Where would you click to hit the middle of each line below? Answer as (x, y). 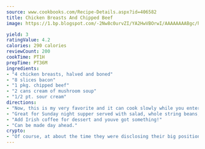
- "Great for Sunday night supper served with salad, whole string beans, (103, 114)
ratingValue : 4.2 (28, 40)
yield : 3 (17, 34)
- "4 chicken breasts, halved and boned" (60, 74)
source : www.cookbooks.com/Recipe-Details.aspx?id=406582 (81, 12)
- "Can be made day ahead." (42, 125)
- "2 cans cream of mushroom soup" (52, 91)
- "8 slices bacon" (31, 80)
